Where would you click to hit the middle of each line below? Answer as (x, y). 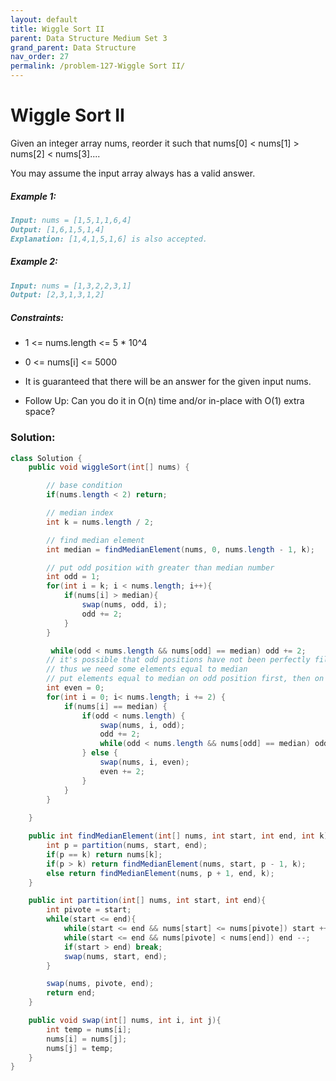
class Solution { (46, 458)
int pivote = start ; (89, 910)
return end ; (71, 993)
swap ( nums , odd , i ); (124, 605)
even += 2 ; (122, 771)
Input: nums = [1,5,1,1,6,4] (71, 220)
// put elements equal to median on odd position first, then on (185, 679)
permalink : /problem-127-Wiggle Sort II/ (98, 66)
